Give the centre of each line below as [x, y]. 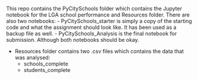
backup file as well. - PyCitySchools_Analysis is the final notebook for [92, 34]
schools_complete [46, 64]
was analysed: [32, 57]
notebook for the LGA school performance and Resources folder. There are [98, 15]
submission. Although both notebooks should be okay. [73, 40]
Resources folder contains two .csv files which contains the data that [99, 51]
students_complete [47, 70]
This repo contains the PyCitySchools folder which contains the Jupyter [94, 9]
